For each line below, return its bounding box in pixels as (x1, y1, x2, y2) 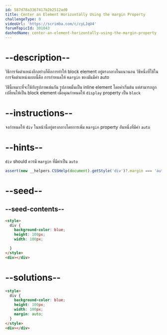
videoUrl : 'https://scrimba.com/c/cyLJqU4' (5, 21, 97, 26)
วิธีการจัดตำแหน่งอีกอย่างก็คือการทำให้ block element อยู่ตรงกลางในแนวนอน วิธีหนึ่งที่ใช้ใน (5, 68, 159, 74)
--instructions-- (5, 108, 73, 119)
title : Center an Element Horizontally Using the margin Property (5, 12, 146, 17)
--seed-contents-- (5, 205, 65, 214)
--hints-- (5, 142, 43, 153)
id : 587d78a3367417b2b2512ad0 (5, 7, 68, 12)
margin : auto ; (14, 312, 43, 317)
